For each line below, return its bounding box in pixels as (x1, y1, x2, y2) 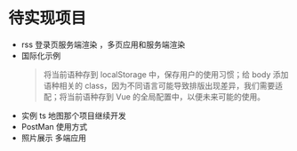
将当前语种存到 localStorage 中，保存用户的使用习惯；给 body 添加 (43, 68, 289, 80)
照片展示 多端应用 (20, 132, 86, 143)
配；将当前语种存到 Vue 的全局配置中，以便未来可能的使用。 (43, 91, 266, 102)
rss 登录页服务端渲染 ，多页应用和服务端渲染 (20, 39, 186, 50)
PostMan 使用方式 (20, 121, 88, 131)
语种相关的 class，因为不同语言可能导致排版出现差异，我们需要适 (43, 80, 284, 91)
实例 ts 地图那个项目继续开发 (20, 110, 126, 121)
